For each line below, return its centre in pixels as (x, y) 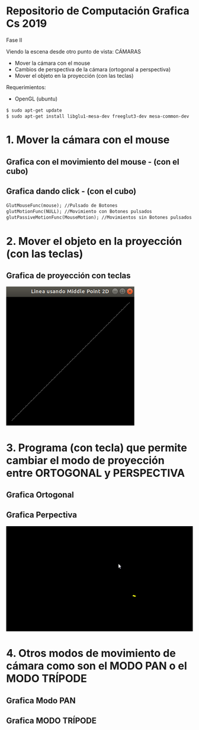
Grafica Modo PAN (41, 701)
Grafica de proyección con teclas (69, 276)
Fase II (14, 40)
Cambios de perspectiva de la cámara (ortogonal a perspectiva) (93, 69)
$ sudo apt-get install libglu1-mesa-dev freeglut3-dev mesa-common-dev (98, 116)
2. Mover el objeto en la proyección (94, 241)
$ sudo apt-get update (34, 110)
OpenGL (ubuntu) (36, 99)
